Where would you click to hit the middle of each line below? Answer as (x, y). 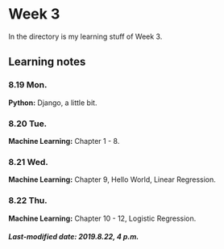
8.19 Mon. (28, 85)
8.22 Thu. (28, 200)
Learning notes (47, 62)
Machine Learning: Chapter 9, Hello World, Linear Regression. (112, 179)
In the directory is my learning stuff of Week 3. (85, 36)
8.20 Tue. (28, 124)
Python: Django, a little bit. (53, 103)
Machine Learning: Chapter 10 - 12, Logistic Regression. (102, 218)
